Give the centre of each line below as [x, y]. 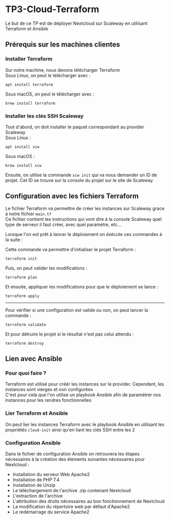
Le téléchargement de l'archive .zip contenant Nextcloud [72, 491]
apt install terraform [29, 84]
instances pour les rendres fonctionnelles [49, 400]
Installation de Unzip [34, 485]
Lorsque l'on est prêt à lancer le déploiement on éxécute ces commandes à [84, 234]
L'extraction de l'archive [38, 496]
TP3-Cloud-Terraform [52, 9]
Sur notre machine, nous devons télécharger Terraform [63, 70]
